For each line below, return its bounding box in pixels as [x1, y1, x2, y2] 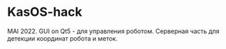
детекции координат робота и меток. [7, 34, 118, 42]
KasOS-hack [7, 4, 82, 20]
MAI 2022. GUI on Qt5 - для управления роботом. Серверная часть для [7, 27, 220, 35]
